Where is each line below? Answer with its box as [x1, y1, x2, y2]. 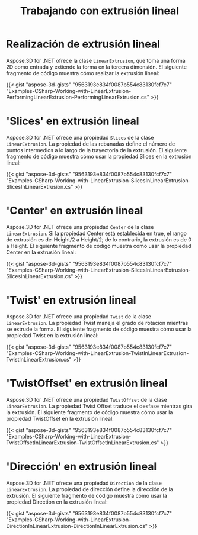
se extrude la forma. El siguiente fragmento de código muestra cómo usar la [6, 325, 192, 333]
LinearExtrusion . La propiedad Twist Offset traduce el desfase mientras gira [6, 402, 193, 410]
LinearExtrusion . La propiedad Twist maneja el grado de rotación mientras [6, 319, 189, 326]
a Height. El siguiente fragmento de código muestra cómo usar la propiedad [6, 242, 191, 249]
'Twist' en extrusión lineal [6, 294, 136, 307]
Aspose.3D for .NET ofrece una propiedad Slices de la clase [6, 134, 154, 141]
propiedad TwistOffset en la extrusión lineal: [6, 415, 114, 422]
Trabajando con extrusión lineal [20, 4, 180, 18]
